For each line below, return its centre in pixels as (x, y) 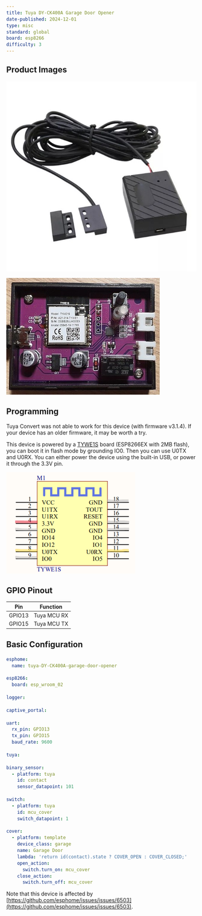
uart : (13, 723)
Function (51, 607)
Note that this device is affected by (50, 894)
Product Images (37, 70)
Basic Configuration (45, 644)
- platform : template (39, 838)
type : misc (20, 25)
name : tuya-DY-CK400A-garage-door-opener (65, 666)
